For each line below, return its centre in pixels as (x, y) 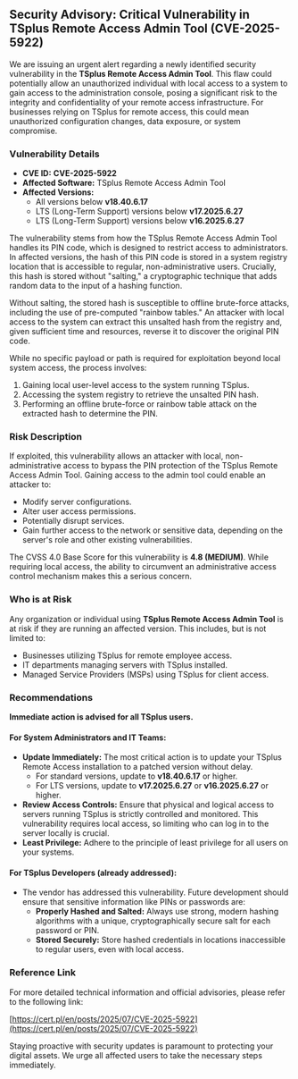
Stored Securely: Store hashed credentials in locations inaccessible (160, 940)
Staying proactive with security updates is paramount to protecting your (141, 1046)
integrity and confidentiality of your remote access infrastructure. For (137, 102)
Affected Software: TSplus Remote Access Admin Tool (124, 183)
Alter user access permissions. (79, 511)
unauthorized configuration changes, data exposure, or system (125, 121)
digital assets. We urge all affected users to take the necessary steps (136, 1055)
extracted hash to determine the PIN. (90, 414)
